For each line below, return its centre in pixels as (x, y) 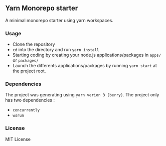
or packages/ (25, 60)
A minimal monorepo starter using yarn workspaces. (59, 20)
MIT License (18, 139)
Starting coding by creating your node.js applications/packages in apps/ (87, 55)
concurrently (26, 110)
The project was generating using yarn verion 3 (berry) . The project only (82, 95)
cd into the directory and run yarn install (56, 50)
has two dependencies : (30, 100)
